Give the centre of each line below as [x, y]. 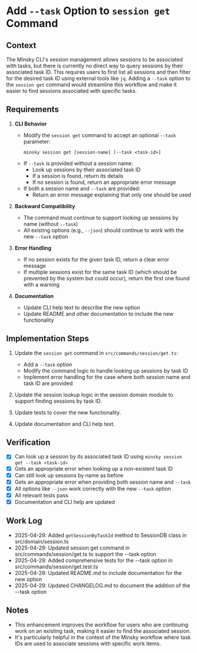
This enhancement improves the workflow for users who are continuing [101, 625]
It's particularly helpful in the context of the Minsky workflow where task [103, 637]
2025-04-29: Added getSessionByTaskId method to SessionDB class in [101, 535]
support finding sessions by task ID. [58, 401]
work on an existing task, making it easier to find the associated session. [103, 631]
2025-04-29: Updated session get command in [72, 548]
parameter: [37, 141]
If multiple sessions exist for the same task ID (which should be [100, 272]
